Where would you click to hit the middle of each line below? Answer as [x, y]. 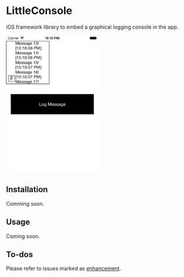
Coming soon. [23, 236]
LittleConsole [39, 11]
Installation [27, 190]
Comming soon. [25, 203]
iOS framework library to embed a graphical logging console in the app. [92, 27]
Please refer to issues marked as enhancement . [64, 269]
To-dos [20, 255]
